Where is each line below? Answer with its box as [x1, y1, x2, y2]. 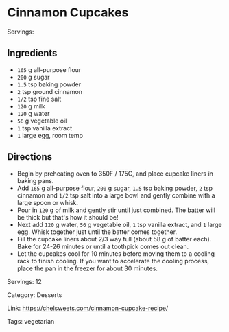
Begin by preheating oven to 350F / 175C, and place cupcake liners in [16, 169, 214, 178]
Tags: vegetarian [7, 317, 55, 325]
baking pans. [16, 176, 54, 185]
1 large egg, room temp [16, 131, 84, 139]
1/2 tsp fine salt [16, 95, 62, 103]
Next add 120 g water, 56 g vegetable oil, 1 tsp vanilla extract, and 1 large [16, 220, 223, 228]
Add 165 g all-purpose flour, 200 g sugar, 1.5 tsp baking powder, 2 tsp [16, 184, 213, 192]
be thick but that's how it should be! [16, 213, 119, 221]
